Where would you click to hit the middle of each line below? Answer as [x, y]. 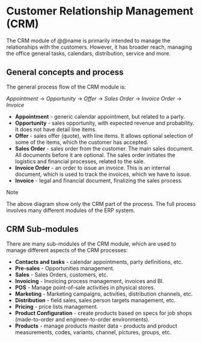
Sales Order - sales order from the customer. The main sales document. [104, 148]
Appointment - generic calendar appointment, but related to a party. [100, 116]
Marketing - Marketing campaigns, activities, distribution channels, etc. [104, 294]
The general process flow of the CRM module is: [66, 87]
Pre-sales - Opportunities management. [65, 268]
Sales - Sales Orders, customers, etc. [61, 275]
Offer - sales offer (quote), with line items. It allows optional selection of [104, 135]
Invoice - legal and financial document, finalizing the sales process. [99, 180]
